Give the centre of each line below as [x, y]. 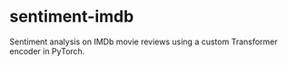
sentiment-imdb [72, 17]
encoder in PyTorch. [47, 51]
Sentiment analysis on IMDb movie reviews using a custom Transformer [144, 42]
